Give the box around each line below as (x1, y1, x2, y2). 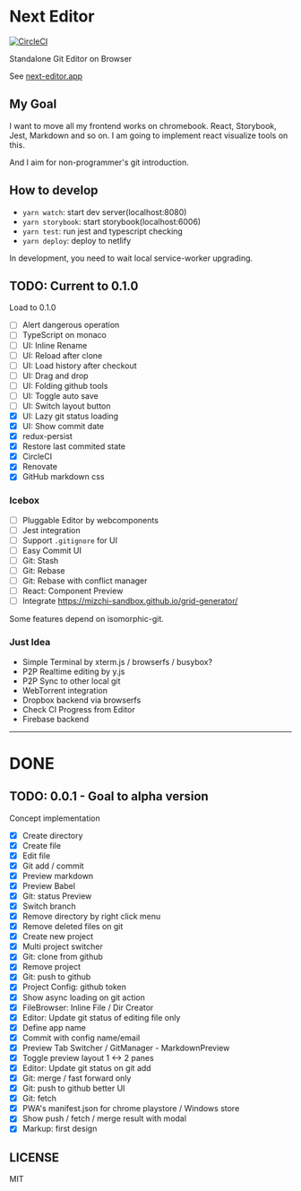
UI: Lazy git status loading (21, 410, 119, 421)
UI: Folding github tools (21, 380, 108, 391)
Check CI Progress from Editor (21, 703, 136, 714)
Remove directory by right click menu (21, 911, 161, 922)
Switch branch (21, 901, 76, 911)
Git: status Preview (21, 890, 92, 902)
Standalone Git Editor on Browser (9, 53, 133, 64)
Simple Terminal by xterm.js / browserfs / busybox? (21, 656, 213, 667)
